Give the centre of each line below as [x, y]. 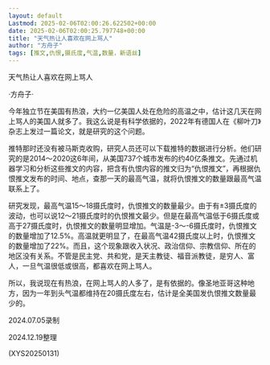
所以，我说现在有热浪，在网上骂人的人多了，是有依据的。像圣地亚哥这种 [128, 283]
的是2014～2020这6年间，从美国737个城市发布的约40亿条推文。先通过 [133, 158]
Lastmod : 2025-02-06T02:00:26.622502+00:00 [82, 23]
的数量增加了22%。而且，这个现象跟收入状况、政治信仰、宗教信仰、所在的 [132, 246]
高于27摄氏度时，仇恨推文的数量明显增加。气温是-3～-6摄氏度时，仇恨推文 [133, 226]
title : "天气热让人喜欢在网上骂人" [61, 38]
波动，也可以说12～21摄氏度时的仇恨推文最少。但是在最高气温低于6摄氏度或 [134, 215]
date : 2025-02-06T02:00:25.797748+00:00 [77, 31]
